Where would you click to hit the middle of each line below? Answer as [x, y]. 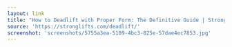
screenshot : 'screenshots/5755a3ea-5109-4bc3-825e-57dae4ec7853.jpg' [109, 33]
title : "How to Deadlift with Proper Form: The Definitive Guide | [106, 20]
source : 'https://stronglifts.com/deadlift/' [74, 26]
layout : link [26, 13]
